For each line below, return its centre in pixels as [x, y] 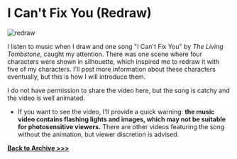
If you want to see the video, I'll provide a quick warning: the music [116, 111]
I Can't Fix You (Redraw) [79, 13]
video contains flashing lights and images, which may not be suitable [121, 119]
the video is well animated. [46, 98]
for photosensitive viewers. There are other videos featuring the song [121, 126]
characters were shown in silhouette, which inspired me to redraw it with [114, 61]
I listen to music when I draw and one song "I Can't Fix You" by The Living [115, 46]
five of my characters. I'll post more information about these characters [112, 69]
